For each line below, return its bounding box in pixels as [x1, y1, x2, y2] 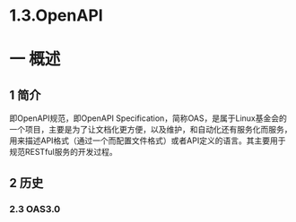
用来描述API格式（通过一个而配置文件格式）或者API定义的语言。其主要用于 [9, 135, 286, 146]
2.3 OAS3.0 [9, 202, 61, 215]
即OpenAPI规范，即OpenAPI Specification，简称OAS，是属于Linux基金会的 [9, 113, 287, 124]
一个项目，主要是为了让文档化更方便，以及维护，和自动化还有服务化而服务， [9, 124, 292, 135]
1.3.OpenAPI [9, 5, 103, 26]
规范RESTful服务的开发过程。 [9, 147, 118, 158]
